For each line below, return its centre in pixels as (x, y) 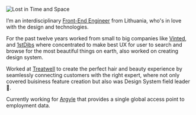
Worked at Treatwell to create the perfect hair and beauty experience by (94, 69)
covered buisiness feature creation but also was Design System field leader (98, 81)
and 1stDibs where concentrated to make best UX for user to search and (94, 45)
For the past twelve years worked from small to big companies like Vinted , (97, 38)
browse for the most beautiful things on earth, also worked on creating (92, 51)
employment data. (28, 106)
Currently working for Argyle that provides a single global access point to (95, 99)
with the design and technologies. (47, 27)
